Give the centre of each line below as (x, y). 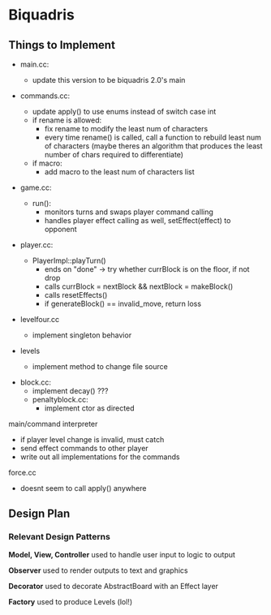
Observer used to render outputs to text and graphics (98, 570)
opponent (60, 229)
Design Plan (39, 514)
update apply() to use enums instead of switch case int (124, 112)
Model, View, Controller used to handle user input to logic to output (122, 554)
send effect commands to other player (84, 448)
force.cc (22, 473)
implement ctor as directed (89, 408)
